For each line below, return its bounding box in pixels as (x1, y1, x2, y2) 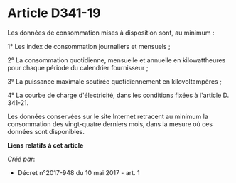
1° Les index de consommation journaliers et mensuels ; (7, 42, 171, 50)
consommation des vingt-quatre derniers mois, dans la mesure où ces (7, 119, 213, 128)
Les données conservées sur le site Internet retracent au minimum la (7, 112, 208, 121)
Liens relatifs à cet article (7, 140, 84, 150)
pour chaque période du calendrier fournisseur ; (7, 63, 149, 72)
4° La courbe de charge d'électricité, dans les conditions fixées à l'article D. (7, 91, 230, 99)
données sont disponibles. (7, 127, 85, 135)
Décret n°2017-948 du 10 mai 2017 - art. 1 (17, 168, 140, 177)
